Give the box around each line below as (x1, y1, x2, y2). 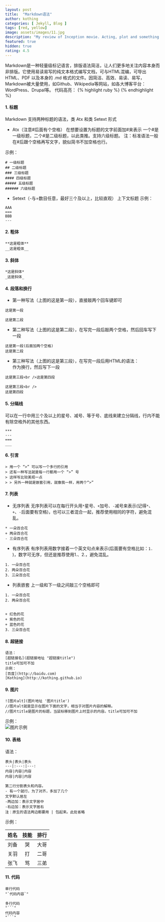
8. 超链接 (5, 638, 24, 644)
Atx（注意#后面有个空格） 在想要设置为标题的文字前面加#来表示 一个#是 (12, 126, 159, 133)
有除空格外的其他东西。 (5, 418, 53, 425)
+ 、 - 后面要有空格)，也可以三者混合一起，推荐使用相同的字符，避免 (12, 509, 148, 515)
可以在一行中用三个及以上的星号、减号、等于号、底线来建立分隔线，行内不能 (5, 412, 160, 418)
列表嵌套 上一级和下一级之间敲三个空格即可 (12, 582, 100, 588)
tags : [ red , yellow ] (5, 26, 48, 30)
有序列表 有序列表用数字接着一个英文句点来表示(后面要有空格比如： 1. (12, 545, 153, 551)
